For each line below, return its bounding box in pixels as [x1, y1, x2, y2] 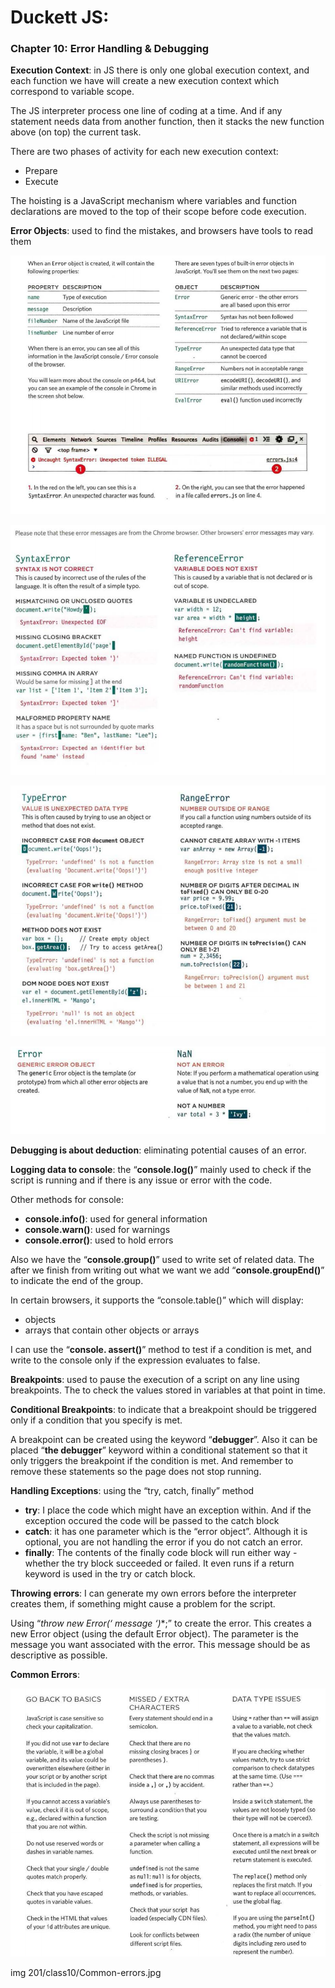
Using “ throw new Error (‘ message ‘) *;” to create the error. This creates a [10, 1617, 312, 1630]
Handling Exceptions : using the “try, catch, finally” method [10, 1485, 255, 1497]
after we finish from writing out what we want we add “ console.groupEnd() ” [10, 1264, 325, 1276]
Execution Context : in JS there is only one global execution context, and [10, 64, 310, 76]
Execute [24, 176, 59, 188]
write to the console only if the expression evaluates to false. [10, 1354, 261, 1366]
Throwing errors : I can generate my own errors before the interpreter [10, 1587, 297, 1600]
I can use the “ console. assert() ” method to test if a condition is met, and [10, 1344, 312, 1356]
